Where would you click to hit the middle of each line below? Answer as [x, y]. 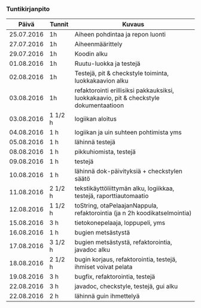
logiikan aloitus [95, 119]
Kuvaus [133, 25]
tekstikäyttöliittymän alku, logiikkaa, [124, 188]
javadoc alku [92, 250]
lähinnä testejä [95, 142]
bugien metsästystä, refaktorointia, [123, 242]
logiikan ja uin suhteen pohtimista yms [128, 132]
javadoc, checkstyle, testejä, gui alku [126, 286]
